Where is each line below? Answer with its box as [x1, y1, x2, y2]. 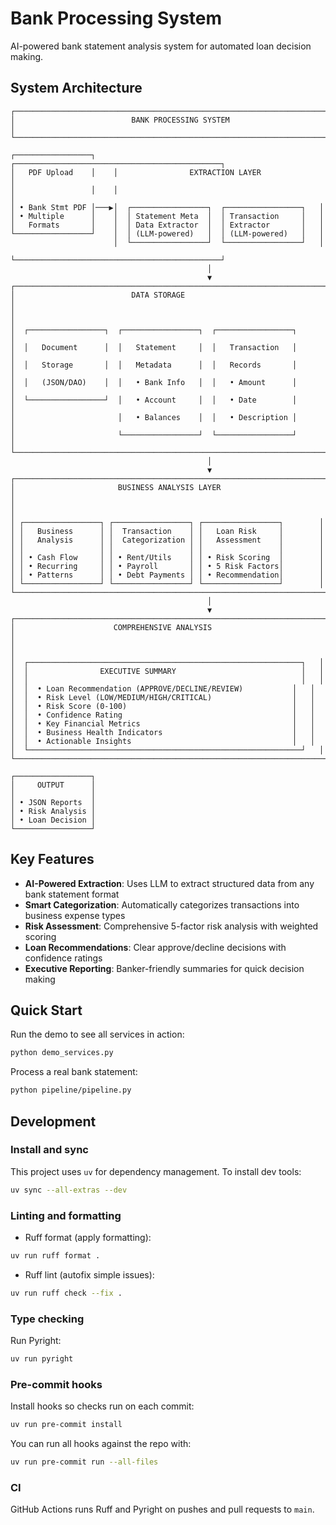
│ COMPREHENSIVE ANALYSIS [10, 622, 213, 632]
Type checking [10, 1312, 85, 1326]
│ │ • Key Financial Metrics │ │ [10, 718, 315, 729]
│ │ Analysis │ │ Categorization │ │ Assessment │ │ [10, 535, 325, 545]
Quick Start [10, 1002, 83, 1019]
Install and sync [10, 1143, 89, 1157]
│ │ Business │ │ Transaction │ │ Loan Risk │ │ [10, 526, 325, 536]
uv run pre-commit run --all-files [10, 1457, 159, 1467]
